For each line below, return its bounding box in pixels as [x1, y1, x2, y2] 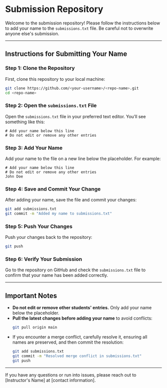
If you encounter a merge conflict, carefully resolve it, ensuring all [12, 334, 148, 340]
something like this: [5, 119, 45, 125]
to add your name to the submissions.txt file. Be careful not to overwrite [5, 25, 154, 31]
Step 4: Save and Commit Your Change [5, 186, 101, 193]
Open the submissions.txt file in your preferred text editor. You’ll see [5, 113, 146, 119]
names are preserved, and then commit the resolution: [12, 339, 124, 345]
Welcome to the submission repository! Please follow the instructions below [5, 20, 161, 26]
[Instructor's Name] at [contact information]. [5, 377, 96, 383]
